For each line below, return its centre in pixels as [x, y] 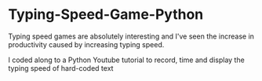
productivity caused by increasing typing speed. [86, 44]
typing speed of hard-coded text [61, 68]
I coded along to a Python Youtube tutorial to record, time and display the [126, 60]
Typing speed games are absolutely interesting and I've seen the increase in [131, 36]
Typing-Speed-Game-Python [106, 15]
